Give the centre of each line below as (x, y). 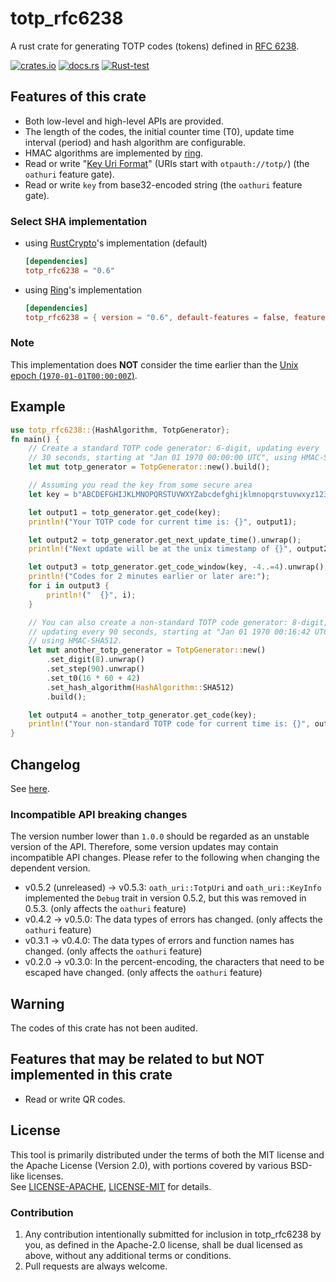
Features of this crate (78, 97)
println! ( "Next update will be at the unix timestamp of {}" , (160, 549)
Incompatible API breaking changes (99, 814)
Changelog (45, 764)
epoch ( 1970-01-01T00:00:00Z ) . (74, 375)
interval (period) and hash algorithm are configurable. (135, 142)
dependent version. (50, 868)
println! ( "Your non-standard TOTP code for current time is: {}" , (169, 724)
